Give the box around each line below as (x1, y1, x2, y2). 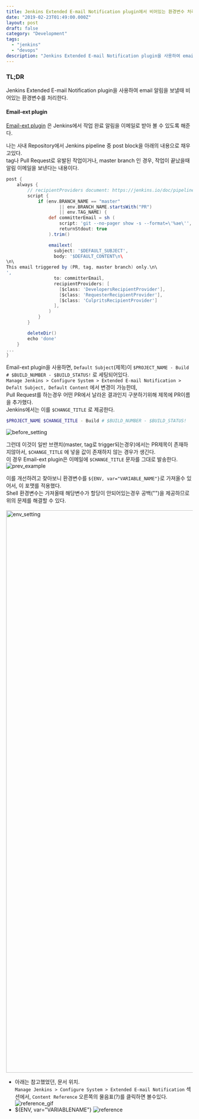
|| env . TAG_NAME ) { (59, 209, 108, 216)
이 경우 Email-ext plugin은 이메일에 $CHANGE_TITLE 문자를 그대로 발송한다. (6, 456, 178, 463)
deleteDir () (27, 330, 57, 336)
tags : (6, 36, 20, 42)
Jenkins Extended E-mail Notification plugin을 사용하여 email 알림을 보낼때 (6, 87, 185, 94)
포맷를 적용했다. (24, 482, 62, 489)
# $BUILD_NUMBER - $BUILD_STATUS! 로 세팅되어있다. (6, 371, 129, 378)
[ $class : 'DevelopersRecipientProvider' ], (59, 286, 166, 292)
